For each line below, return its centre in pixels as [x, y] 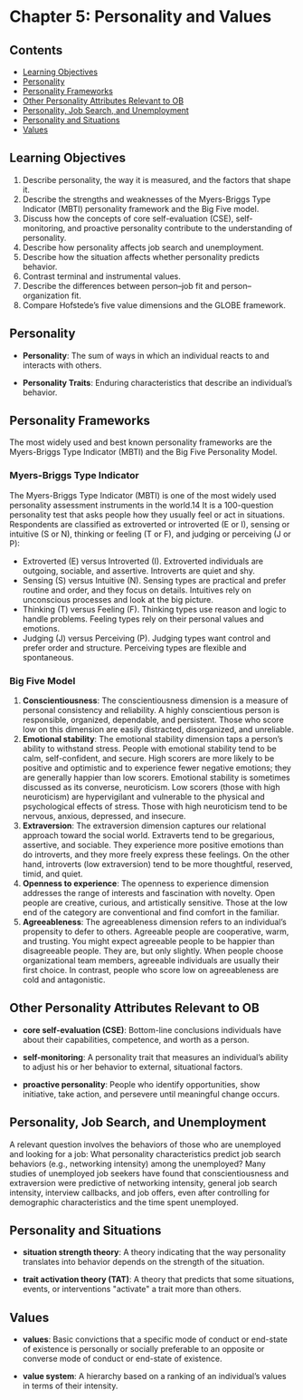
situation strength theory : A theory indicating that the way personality [154, 1252]
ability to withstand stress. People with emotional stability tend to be [150, 748]
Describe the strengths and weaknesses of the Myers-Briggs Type [147, 199]
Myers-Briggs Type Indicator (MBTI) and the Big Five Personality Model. [143, 452]
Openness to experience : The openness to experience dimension [146, 883]
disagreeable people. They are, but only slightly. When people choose [153, 951]
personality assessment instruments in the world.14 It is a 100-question [142, 505]
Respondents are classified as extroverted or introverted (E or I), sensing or [150, 524]
